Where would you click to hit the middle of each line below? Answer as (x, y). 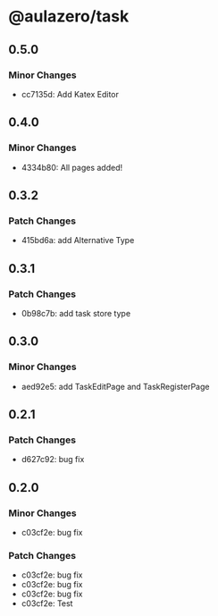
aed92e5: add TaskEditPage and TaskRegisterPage (115, 386)
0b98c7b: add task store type (76, 313)
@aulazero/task (69, 17)
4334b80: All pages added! (72, 167)
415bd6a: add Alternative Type (78, 240)
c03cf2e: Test (47, 603)
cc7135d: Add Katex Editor (70, 94)
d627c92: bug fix (53, 460)
